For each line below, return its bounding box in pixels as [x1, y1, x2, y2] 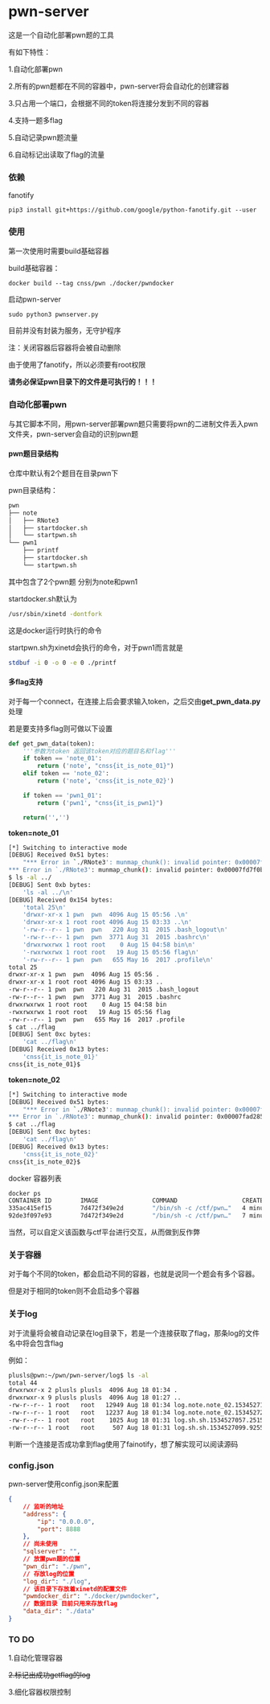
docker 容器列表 [8, 1173, 62, 1183]
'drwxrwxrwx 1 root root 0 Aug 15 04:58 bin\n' [22, 940, 196, 949]
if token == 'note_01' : [22, 754, 103, 762]
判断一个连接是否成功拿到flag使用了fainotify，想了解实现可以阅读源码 [8, 1439, 239, 1449]
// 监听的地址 [22, 1502, 64, 1510]
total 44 [8, 1378, 38, 1387]
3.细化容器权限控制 [8, 1687, 72, 1697]
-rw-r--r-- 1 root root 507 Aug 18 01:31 [8, 1423, 171, 1431]
